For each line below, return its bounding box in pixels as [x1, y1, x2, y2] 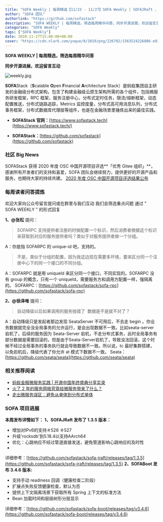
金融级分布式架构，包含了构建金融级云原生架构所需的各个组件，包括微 [13, 88, 154, 95]
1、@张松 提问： [5, 217, 38, 223]
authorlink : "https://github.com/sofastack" [5, 16, 97, 21]
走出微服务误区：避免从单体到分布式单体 [12, 391, 93, 397]
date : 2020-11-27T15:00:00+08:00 [5, 34, 73, 39]
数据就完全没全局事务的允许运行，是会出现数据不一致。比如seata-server [9, 325, 154, 331]
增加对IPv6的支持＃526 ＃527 [12, 427, 72, 433]
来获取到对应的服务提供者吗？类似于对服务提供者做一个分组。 [16, 234, 141, 239]
